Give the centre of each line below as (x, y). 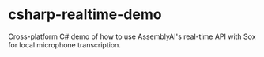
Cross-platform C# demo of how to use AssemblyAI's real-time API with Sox (132, 36)
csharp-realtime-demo (85, 15)
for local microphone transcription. (64, 44)
